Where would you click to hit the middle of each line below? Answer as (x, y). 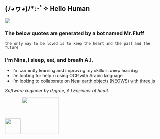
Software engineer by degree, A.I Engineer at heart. (57, 91)
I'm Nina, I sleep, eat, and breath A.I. (49, 60)
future (12, 48)
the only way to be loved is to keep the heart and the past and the (78, 44)
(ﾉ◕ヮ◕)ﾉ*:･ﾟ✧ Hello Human (48, 9)
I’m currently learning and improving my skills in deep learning (75, 70)
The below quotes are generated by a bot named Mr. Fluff (75, 33)
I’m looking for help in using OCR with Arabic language (67, 76)
